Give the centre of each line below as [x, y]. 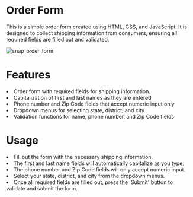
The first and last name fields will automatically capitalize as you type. [99, 163]
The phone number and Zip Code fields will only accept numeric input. [99, 169]
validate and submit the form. [42, 188]
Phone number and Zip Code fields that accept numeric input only [94, 104]
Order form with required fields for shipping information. [82, 91]
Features [28, 75]
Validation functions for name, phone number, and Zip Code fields [94, 116]
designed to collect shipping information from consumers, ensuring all [92, 33]
